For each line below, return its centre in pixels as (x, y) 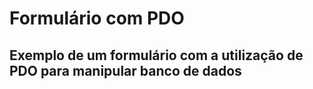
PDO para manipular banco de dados (125, 70)
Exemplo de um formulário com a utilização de (156, 55)
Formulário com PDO (97, 18)
